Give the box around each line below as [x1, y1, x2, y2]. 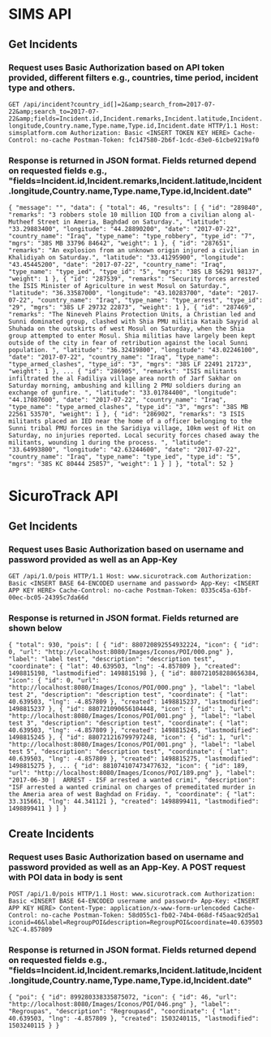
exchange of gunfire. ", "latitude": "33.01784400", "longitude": [8, 389, 238, 397]
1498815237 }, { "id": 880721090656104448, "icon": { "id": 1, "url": [8, 705, 252, 713]
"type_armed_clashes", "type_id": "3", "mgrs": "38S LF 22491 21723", [8, 360, 252, 368]
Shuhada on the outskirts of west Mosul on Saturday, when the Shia [8, 325, 245, 333]
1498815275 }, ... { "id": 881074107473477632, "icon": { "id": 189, [8, 762, 249, 770]
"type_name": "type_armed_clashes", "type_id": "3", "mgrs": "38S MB [8, 403, 249, 412]
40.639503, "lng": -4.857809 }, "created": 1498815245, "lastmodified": [8, 726, 260, 734]
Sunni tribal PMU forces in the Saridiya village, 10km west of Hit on [8, 425, 256, 433]
